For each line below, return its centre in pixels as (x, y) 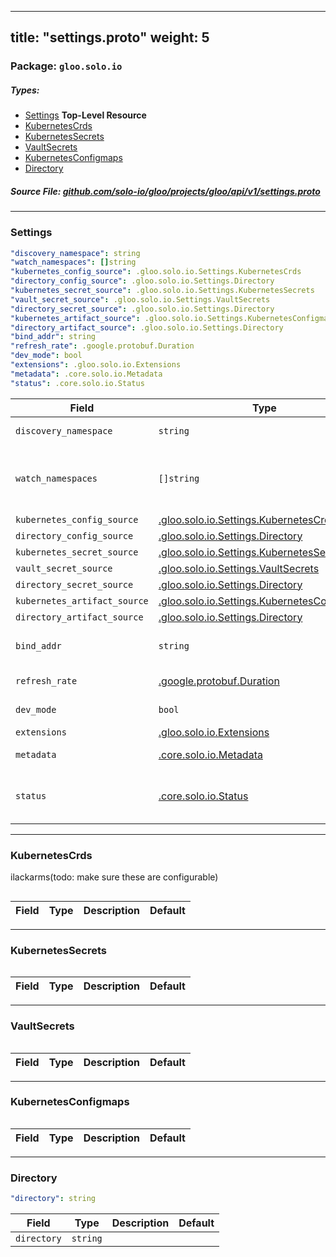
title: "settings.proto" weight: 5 (110, 37)
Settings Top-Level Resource (85, 115)
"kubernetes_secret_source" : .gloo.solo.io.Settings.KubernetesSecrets (162, 291)
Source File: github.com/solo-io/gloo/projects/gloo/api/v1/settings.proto (165, 191)
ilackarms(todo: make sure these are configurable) (114, 877)
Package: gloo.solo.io (66, 66)
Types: (25, 90)
